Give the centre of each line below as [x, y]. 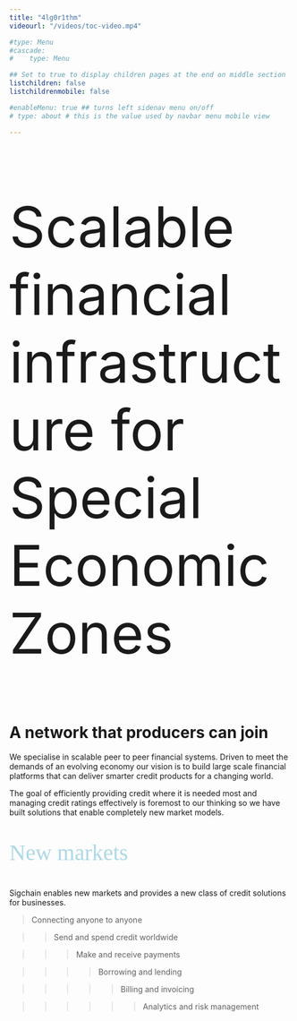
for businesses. [38, 903]
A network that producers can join [139, 732]
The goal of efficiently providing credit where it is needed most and [133, 794]
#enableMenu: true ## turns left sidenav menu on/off [112, 107]
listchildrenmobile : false [59, 91]
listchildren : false [48, 83]
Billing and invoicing [157, 990]
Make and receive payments [128, 955]
